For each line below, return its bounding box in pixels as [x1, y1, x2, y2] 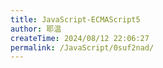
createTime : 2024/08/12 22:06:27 [10, 33, 150, 43]
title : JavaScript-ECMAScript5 [10, 14, 141, 25]
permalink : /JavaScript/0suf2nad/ [10, 42, 155, 53]
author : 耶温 [10, 24, 62, 34]
